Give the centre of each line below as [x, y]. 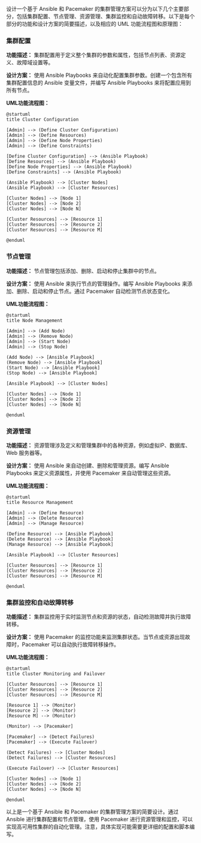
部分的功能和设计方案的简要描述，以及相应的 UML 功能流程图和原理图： [95, 24]
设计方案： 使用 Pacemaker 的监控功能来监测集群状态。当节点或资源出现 [96, 637]
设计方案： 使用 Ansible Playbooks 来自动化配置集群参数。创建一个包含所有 [99, 75]
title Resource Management [40, 502]
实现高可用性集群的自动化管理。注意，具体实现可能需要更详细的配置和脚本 [98, 827]
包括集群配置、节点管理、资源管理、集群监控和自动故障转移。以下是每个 [106, 16]
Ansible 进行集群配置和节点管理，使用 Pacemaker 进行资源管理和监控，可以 [100, 819]
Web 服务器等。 [26, 452]
